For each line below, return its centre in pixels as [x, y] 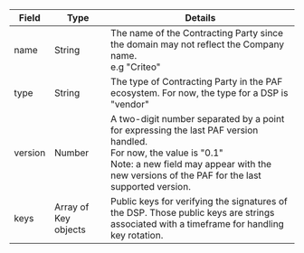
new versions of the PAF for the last [186, 175]
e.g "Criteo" [135, 67]
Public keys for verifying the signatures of [199, 201]
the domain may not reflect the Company [197, 44]
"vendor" [129, 104]
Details [200, 18]
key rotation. [137, 235]
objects [70, 230]
